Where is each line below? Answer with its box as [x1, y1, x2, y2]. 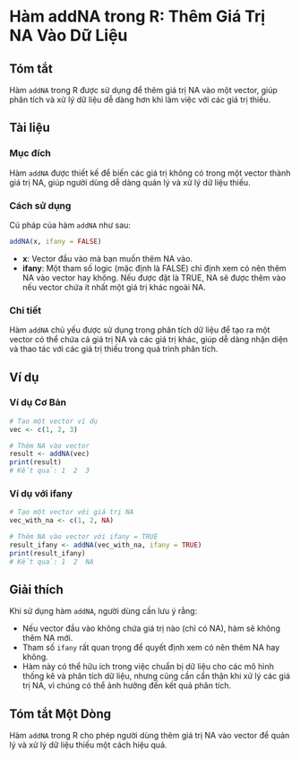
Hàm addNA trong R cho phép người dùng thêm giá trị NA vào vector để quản [9, 730, 290, 741]
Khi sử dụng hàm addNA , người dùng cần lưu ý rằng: [9, 606, 198, 617]
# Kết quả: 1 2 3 [9, 466, 90, 476]
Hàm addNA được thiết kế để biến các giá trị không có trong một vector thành [9, 168, 291, 178]
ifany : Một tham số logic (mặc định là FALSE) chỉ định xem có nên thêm [21, 263, 287, 273]
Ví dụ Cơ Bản [9, 396, 67, 409]
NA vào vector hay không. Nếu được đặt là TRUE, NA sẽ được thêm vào [21, 272, 287, 283]
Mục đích [9, 147, 52, 160]
